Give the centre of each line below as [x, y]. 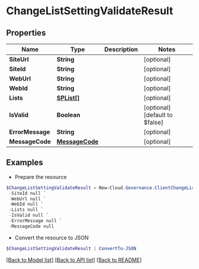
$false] [154, 122]
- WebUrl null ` [27, 199]
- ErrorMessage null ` [35, 221]
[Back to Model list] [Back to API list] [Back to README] [74, 260]
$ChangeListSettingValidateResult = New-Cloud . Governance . [81, 188]
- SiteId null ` [27, 193]
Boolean [69, 115]
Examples [25, 163]
